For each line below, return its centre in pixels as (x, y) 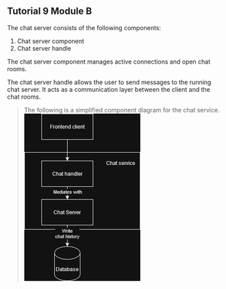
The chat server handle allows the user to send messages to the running (109, 82)
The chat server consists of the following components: (84, 27)
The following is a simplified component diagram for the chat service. (122, 110)
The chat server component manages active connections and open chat (109, 62)
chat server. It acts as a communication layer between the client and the (109, 89)
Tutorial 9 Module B (50, 11)
